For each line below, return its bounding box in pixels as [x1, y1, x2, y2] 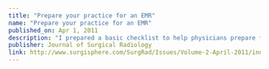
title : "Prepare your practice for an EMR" [8, 11, 156, 20]
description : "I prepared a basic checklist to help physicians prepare [8, 33, 256, 42]
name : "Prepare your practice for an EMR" [8, 19, 152, 27]
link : [8, 48, 26, 56]
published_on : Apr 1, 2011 [8, 26, 98, 34]
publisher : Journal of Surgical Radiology [8, 41, 152, 49]
